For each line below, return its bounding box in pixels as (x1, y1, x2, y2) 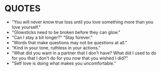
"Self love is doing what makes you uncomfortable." (11, 60, 116, 66)
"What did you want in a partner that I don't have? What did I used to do (11, 50, 157, 56)
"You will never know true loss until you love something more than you (11, 19, 154, 25)
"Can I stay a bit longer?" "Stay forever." (11, 35, 93, 40)
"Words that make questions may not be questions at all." (11, 39, 128, 45)
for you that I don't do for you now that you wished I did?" (11, 55, 128, 61)
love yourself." (11, 24, 41, 30)
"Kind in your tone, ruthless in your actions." (11, 45, 101, 51)
